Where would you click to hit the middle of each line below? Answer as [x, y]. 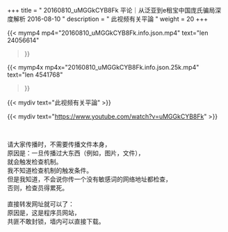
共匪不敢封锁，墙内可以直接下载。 [56, 221]
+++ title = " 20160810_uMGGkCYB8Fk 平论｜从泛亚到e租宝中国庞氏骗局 [111, 10]
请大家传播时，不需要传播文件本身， [59, 144]
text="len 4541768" [35, 75]
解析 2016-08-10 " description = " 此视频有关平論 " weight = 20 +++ [111, 19]
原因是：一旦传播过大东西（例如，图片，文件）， [76, 153]
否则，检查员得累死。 [38, 188]
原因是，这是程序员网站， [44, 212]
